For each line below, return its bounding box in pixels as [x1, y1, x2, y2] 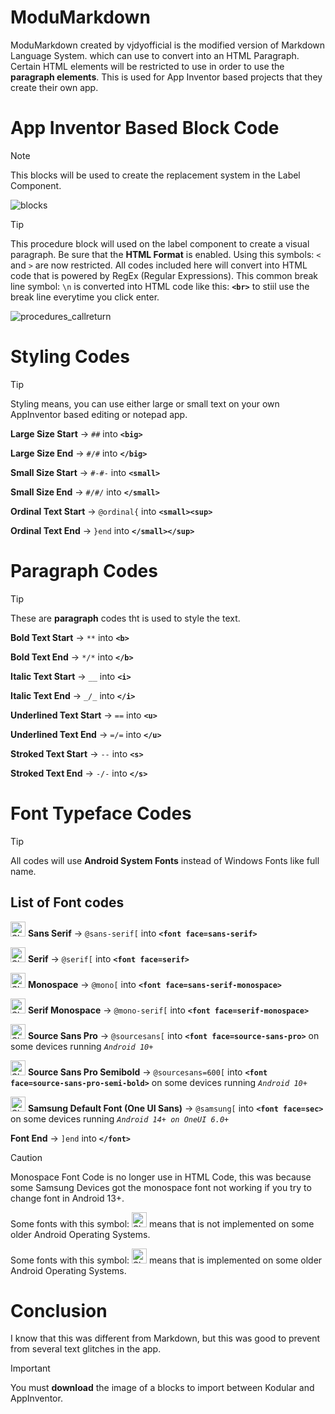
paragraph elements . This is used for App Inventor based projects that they [10, 71, 323, 83]
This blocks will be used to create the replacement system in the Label [10, 169, 301, 181]
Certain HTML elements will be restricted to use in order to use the [10, 60, 285, 72]
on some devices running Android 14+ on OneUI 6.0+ [10, 1112, 230, 1125]
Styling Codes [10, 346, 130, 368]
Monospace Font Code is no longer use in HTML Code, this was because [10, 1171, 312, 1183]
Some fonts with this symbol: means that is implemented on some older [10, 1254, 323, 1266]
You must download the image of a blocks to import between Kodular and [10, 1382, 315, 1394]
